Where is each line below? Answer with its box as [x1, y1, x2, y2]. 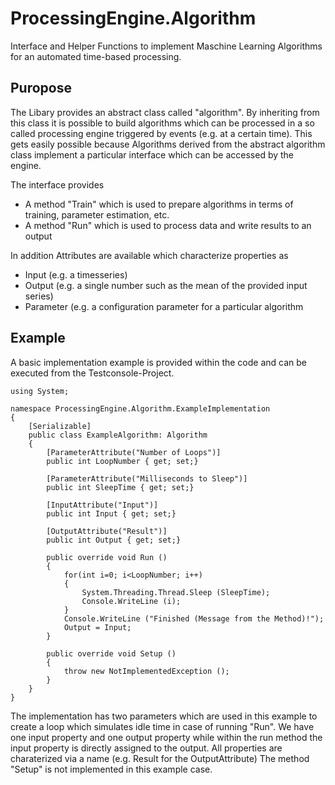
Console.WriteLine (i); [81, 596, 182, 606]
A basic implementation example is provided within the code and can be [10, 356, 307, 368]
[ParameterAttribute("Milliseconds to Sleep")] [46, 473, 248, 484]
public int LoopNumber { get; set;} [46, 456, 199, 466]
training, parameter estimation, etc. [24, 208, 170, 221]
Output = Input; [63, 622, 132, 632]
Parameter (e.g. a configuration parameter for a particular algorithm [24, 300, 304, 312]
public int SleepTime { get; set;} [46, 482, 195, 492]
